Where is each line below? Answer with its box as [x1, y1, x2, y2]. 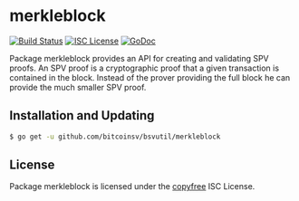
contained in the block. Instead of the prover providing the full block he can [9, 72, 291, 82]
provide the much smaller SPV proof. [9, 81, 147, 92]
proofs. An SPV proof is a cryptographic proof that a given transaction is [9, 62, 279, 73]
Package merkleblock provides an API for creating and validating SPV [9, 53, 269, 63]
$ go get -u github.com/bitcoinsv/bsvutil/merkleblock [9, 132, 221, 141]
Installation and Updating [9, 108, 155, 123]
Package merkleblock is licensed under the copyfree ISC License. [9, 181, 256, 192]
